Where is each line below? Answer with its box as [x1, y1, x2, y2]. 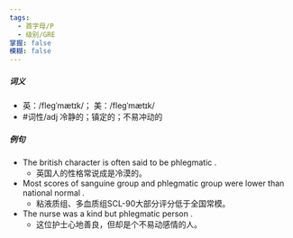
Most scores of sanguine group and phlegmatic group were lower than [22, 178, 285, 189]
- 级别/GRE [17, 30, 56, 39]
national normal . [22, 188, 86, 198]
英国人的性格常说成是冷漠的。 [35, 168, 147, 178]
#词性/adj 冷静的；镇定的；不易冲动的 [22, 112, 163, 123]
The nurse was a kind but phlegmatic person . [22, 208, 194, 219]
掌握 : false [9, 38, 51, 48]
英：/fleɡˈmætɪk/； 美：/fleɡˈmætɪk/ [22, 100, 155, 111]
